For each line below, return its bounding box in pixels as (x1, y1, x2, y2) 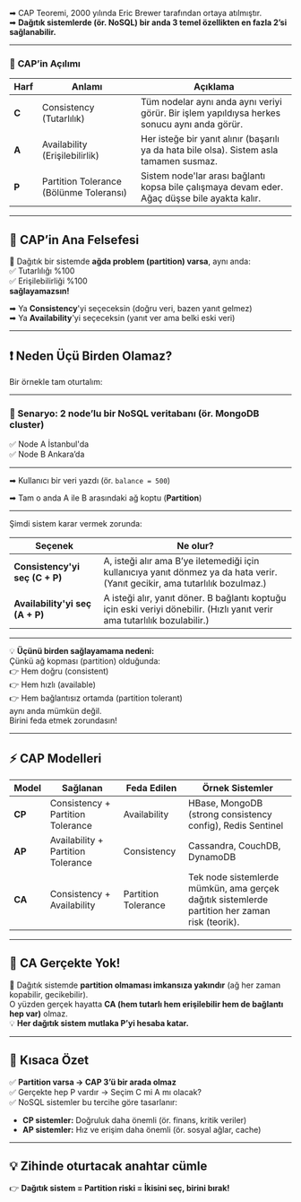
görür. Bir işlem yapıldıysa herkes (140, 107, 280, 119)
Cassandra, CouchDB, (187, 840, 281, 852)
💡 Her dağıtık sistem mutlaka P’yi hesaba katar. (9, 1017, 190, 1028)
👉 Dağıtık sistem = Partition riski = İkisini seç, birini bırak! (9, 1183, 230, 1194)
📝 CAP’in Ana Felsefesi (9, 232, 140, 248)
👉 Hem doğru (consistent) (9, 666, 109, 676)
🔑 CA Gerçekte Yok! (9, 955, 121, 971)
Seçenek (35, 540, 73, 553)
